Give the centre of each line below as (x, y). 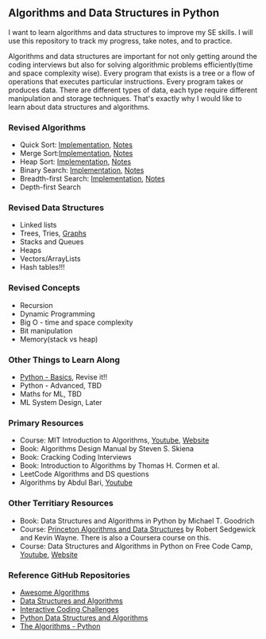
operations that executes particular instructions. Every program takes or (126, 81)
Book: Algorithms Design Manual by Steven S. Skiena (107, 449)
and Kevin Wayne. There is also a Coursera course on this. (116, 537)
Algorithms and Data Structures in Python (114, 13)
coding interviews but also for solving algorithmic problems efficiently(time (131, 64)
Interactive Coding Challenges (69, 609)
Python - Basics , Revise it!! (64, 377)
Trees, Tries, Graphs (53, 233)
